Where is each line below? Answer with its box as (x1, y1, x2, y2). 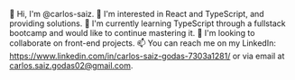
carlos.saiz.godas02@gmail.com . (9, 60, 134, 71)
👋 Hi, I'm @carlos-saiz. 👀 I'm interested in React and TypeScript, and (9, 9, 264, 19)
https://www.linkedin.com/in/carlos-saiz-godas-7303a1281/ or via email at (9, 50, 285, 61)
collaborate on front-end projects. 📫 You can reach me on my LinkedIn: (9, 38, 277, 49)
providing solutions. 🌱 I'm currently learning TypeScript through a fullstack (9, 18, 286, 29)
